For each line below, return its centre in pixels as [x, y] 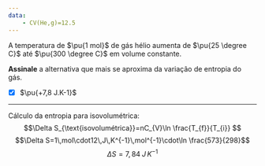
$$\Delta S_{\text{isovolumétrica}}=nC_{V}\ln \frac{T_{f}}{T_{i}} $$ [132, 127]
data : [17, 15]
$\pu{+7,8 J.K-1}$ [48, 92]
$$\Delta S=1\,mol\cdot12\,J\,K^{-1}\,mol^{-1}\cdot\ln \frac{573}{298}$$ [132, 140]
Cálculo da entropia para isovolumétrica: [74, 116]
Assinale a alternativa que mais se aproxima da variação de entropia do [125, 68]
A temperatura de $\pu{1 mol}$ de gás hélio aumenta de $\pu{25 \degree [127, 45]
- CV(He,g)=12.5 [49, 23]
